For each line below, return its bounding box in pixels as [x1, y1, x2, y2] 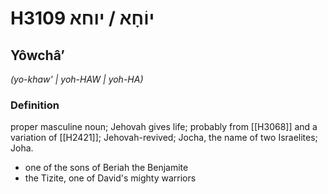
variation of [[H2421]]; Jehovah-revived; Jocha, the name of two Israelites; [10, 132, 318, 144]
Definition [10, 98, 60, 112]
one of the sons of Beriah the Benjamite [24, 162, 189, 174]
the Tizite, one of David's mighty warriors [24, 172, 197, 184]
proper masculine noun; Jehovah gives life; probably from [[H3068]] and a [10, 121, 318, 133]
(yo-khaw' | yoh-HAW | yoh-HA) [10, 73, 144, 85]
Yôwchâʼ [10, 47, 65, 64]
